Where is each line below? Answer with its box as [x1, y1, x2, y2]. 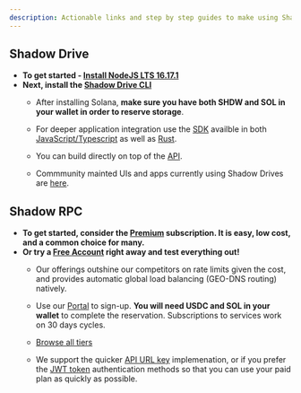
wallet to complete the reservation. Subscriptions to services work [35, 310, 282, 321]
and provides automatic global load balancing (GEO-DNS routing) [35, 274, 278, 284]
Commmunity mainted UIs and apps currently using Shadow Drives [35, 168, 284, 179]
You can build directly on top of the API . [35, 151, 183, 162]
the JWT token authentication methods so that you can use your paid [35, 364, 291, 375]
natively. [35, 284, 67, 294]
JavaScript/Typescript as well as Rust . [35, 134, 177, 144]
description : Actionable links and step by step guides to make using [9, 13, 279, 22]
